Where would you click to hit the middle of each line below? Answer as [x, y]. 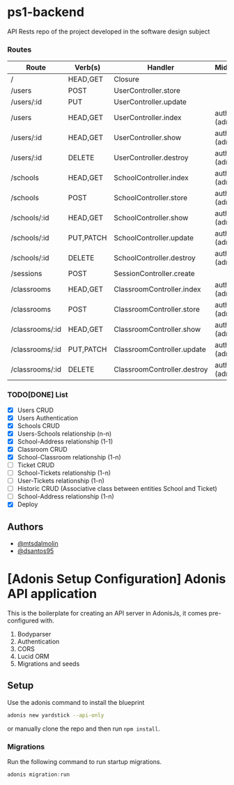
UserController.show [148, 138]
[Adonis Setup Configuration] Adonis [117, 579]
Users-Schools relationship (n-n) [64, 434]
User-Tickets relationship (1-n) [61, 481]
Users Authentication [48, 418]
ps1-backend [46, 12]
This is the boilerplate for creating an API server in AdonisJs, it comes [107, 613]
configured [23, 620]
